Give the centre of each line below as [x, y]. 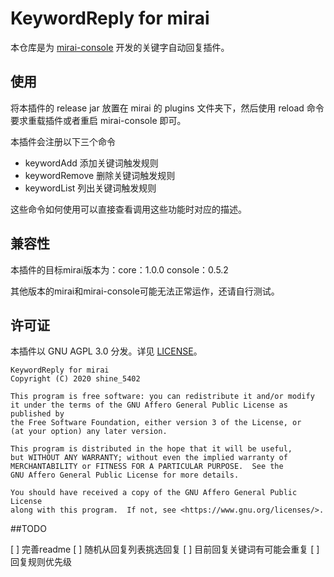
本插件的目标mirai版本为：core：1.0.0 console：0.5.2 [119, 269]
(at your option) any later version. [89, 432]
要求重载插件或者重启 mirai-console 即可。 [98, 120]
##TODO [28, 529]
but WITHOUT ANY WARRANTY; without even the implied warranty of [149, 458]
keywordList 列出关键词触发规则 [90, 188]
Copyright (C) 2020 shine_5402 [75, 379]
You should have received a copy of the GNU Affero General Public [154, 493]
